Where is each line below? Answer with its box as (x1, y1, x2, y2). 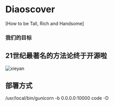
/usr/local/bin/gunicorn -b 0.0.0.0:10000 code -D (5, 95, 109, 101)
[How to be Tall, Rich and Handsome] (5, 20, 84, 26)
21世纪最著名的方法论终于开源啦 (5, 51, 107, 60)
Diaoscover (5, 4, 55, 15)
